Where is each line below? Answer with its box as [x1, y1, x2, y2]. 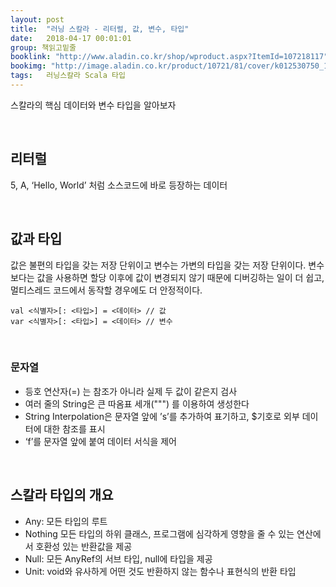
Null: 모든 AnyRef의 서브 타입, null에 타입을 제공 [24, 552, 213, 565]
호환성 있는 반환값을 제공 [35, 540, 133, 552]
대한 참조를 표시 [43, 422, 106, 435]
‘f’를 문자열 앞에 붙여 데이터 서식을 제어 [24, 435, 177, 447]
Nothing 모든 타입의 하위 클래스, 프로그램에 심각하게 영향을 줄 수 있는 [24, 527, 295, 540]
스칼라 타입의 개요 [10, 487, 114, 504]
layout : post [10, 14, 65, 25]
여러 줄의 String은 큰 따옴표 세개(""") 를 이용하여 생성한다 [24, 397, 250, 410]
